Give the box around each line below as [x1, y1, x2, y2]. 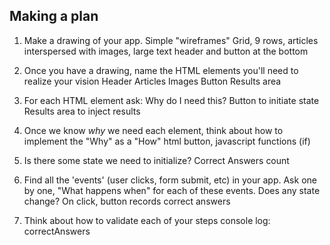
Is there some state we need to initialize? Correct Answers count [23, 154, 290, 166]
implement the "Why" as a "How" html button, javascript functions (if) [23, 135, 311, 147]
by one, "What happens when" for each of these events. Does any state [23, 184, 321, 196]
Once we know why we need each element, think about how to [23, 124, 284, 136]
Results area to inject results [23, 105, 141, 117]
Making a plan [9, 8, 99, 25]
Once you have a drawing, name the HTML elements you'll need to [23, 64, 299, 76]
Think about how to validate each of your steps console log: [23, 214, 271, 226]
